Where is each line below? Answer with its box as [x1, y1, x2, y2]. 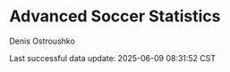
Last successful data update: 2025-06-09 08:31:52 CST [9, 52, 217, 63]
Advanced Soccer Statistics [9, 6, 221, 27]
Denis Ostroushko [9, 36, 76, 46]
